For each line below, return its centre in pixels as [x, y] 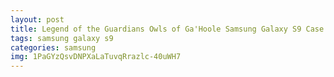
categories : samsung [53, 47]
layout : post [37, 19]
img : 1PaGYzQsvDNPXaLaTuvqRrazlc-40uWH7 [96, 57]
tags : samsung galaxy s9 [62, 38]
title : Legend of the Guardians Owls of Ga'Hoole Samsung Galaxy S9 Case [167, 29]
